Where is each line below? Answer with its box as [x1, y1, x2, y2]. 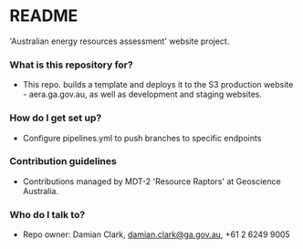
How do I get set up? [9, 111, 102, 124]
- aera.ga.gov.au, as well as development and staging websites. [22, 88, 263, 100]
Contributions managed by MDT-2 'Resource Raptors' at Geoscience [22, 175, 281, 187]
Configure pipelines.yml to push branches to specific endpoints [22, 132, 262, 143]
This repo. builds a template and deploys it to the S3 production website [22, 79, 294, 90]
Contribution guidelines [9, 155, 117, 168]
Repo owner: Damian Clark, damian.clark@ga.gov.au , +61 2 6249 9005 [22, 229, 290, 240]
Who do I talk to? [9, 208, 86, 221]
